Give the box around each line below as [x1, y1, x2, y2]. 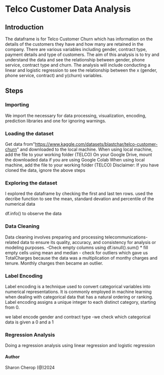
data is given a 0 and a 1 [5, 319, 54, 325]
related [5, 239, 20, 245]
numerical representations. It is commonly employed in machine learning [5, 289, 152, 295]
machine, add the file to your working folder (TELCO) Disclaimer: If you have [5, 162, 159, 168]
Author [5, 353, 20, 359]
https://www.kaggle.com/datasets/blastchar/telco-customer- [35, 141, 158, 147]
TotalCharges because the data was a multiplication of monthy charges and [5, 255, 158, 261]
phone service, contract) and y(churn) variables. [5, 73, 103, 78]
